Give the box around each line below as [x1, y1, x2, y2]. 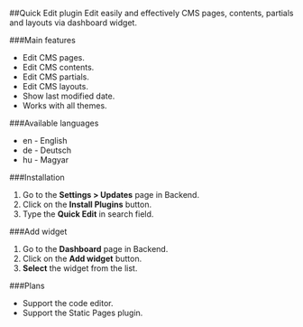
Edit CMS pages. [22, 52, 86, 62]
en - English [22, 135, 68, 145]
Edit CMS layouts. [22, 81, 88, 91]
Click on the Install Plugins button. [22, 199, 152, 210]
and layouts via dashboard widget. [9, 17, 138, 28]
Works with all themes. [22, 100, 107, 111]
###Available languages [9, 117, 99, 128]
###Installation [9, 172, 65, 182]
